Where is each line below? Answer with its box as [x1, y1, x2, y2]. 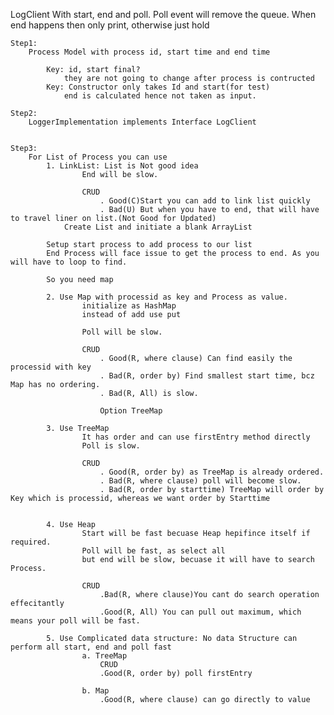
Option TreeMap [99, 406, 163, 416]
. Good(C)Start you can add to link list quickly [99, 196, 311, 206]
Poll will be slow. [81, 327, 163, 337]
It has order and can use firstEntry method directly [81, 432, 311, 442]
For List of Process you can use [28, 152, 168, 162]
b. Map [81, 686, 110, 696]
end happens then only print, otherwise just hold [10, 19, 210, 31]
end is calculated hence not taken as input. [63, 91, 257, 101]
